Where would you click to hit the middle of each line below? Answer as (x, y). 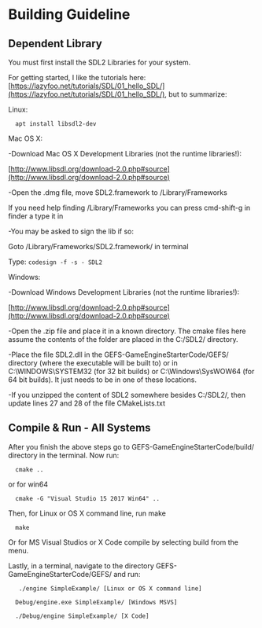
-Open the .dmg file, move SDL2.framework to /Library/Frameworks (118, 193)
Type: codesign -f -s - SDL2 (55, 262)
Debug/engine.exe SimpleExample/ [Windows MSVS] (96, 602)
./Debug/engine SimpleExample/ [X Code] (82, 616)
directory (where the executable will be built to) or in (93, 363)
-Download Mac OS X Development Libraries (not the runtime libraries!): (125, 154)
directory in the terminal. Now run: (64, 455)
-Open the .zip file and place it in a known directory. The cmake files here (127, 331)
